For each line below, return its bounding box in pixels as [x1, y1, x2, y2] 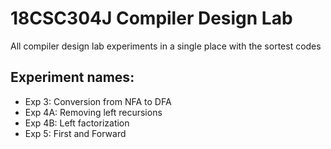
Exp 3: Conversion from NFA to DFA [24, 95, 172, 107]
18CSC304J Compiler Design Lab [10, 7, 293, 30]
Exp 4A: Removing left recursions [24, 106, 163, 118]
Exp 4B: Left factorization [24, 117, 130, 129]
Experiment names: [10, 69, 135, 86]
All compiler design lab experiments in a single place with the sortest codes [10, 40, 322, 52]
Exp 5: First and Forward [24, 127, 127, 139]
